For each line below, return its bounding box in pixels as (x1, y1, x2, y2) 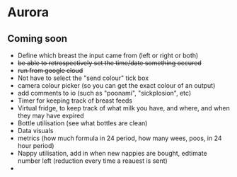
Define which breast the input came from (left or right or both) (17, 51, 199, 59)
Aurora (7, 4, 50, 21)
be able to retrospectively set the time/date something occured (17, 59, 202, 67)
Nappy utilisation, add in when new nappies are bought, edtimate (17, 149, 207, 157)
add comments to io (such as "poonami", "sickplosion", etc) (17, 89, 192, 97)
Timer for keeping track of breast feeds (17, 96, 133, 105)
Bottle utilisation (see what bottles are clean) (17, 119, 148, 127)
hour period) (17, 142, 54, 149)
